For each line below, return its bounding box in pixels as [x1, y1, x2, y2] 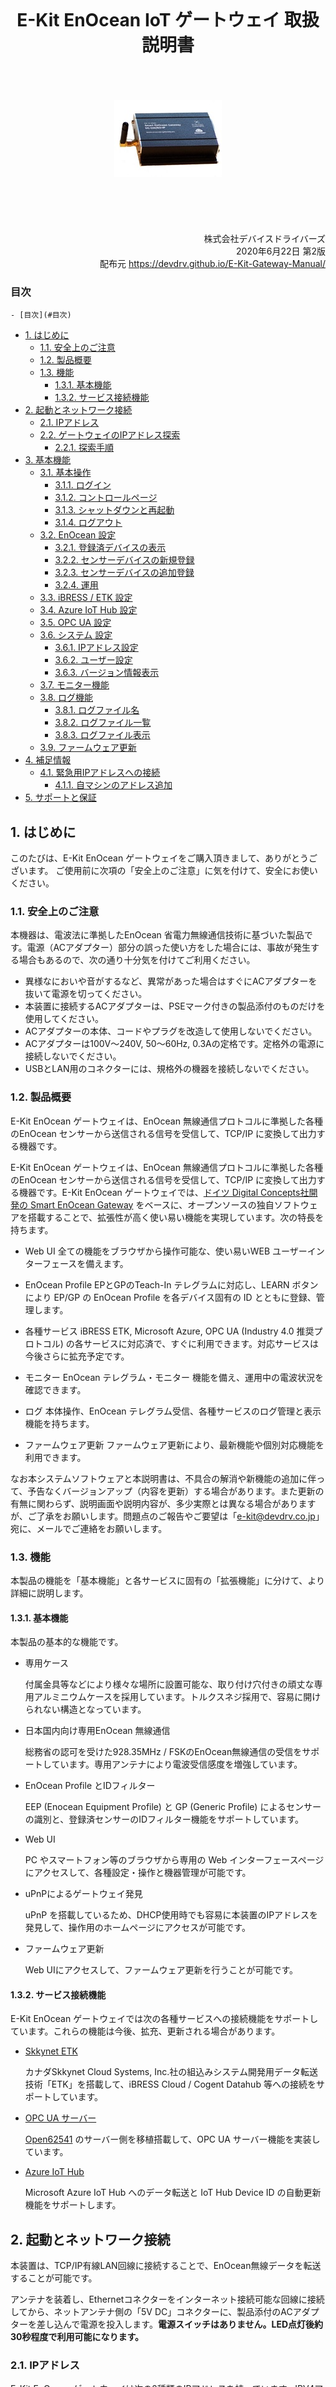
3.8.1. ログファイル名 [54, 704, 140, 716]
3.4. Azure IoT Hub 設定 [39, 604, 138, 616]
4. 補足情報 [24, 754, 72, 766]
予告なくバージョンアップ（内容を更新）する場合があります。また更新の [27, 1485, 325, 1497]
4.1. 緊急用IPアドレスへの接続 [39, 767, 161, 779]
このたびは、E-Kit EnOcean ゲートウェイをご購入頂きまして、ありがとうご [10, 852, 318, 864]
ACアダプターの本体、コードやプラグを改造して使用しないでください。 [24, 1025, 318, 1037]
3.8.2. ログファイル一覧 [54, 717, 152, 729]
